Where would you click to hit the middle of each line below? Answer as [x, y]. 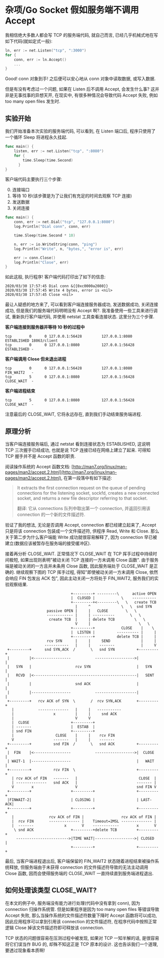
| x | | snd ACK [64, 714]
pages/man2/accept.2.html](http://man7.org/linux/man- [61, 472]
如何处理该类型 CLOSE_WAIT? [51, 891]
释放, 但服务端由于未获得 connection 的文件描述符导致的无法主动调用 [79, 867]
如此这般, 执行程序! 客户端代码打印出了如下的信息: [55, 277]
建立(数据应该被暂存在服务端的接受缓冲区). [48, 543]
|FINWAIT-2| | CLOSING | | [73, 800]
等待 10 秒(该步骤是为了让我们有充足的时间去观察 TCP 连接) [72, 196]
